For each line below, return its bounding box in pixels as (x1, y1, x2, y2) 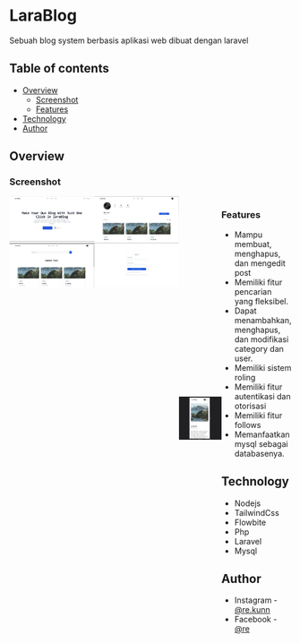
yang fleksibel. (234, 296, 289, 306)
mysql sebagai (234, 438, 288, 449)
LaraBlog (9, 5, 78, 26)
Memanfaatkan (234, 429, 290, 440)
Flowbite (234, 517, 267, 527)
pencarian (234, 286, 272, 296)
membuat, (234, 238, 272, 249)
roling (234, 372, 256, 382)
